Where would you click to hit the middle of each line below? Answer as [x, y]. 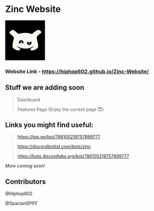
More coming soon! [25, 166]
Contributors [26, 181]
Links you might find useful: [49, 125]
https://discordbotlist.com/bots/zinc [54, 147]
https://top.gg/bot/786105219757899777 [59, 137]
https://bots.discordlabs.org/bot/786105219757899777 [73, 156]
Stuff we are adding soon [45, 88]
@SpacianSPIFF [22, 204]
